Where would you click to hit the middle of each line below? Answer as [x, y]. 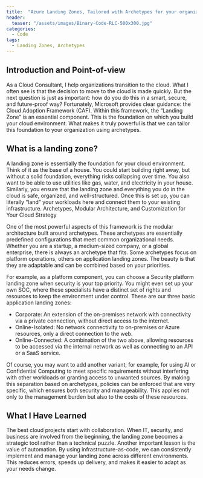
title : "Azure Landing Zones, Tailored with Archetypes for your [92, 12]
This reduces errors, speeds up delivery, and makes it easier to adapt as [96, 462]
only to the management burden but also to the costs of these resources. [97, 396]
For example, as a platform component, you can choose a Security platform [100, 277]
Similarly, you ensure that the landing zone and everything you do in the [96, 189]
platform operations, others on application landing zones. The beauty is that [101, 258]
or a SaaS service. [38, 353]
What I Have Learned [47, 415]
